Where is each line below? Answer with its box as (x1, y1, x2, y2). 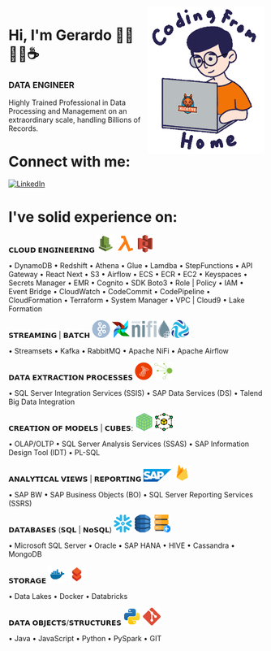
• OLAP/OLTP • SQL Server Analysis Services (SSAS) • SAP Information (8, 439, 250, 449)
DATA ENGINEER (8, 80, 75, 91)
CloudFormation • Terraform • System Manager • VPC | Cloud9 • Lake (8, 295, 245, 306)
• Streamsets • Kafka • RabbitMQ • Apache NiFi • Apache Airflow (8, 346, 230, 356)
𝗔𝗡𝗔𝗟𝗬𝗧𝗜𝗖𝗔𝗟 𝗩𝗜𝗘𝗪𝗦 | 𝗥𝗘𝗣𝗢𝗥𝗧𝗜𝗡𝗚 (8, 474, 142, 484)
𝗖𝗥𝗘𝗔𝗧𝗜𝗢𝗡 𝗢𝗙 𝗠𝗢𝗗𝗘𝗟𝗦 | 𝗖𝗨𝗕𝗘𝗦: (8, 423, 134, 433)
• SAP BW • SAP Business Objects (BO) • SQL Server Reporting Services (8, 490, 254, 500)
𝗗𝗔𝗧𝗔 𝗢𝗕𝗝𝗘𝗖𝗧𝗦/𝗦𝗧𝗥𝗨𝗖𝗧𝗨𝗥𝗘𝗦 (8, 618, 122, 627)
